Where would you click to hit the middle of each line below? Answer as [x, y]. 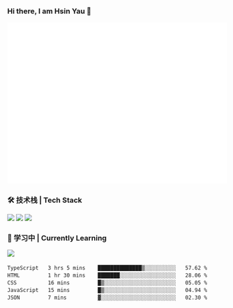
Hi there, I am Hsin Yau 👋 [50, 11]
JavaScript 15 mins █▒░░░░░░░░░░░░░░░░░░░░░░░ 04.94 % [107, 291]
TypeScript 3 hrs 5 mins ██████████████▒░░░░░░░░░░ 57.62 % [107, 268]
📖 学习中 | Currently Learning [57, 238]
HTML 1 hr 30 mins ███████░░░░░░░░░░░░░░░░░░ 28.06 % [107, 276]
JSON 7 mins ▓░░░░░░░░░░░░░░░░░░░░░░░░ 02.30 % [107, 298]
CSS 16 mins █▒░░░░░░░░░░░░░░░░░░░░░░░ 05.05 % [107, 283]
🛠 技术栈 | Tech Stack [45, 200]
